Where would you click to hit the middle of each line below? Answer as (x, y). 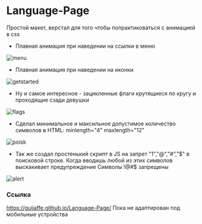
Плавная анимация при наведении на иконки (74, 69)
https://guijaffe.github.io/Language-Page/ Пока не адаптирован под (93, 208)
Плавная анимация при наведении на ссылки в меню (85, 46)
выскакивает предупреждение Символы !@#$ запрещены (92, 166)
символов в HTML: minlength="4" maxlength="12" (80, 130)
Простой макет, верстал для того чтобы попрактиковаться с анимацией (101, 28)
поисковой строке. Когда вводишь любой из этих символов (94, 160)
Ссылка (19, 195)
